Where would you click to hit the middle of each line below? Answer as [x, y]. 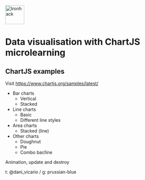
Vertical [28, 99]
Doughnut [31, 142]
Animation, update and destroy [37, 162]
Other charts [26, 136]
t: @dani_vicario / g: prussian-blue [41, 172]
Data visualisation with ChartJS [73, 42]
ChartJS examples [35, 71]
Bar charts [23, 93]
